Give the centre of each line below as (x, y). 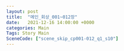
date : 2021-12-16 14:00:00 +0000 (50, 22)
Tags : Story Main (28, 33)
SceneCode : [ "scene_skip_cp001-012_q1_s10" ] (62, 39)
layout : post (22, 11)
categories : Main (28, 28)
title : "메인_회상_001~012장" (42, 17)
